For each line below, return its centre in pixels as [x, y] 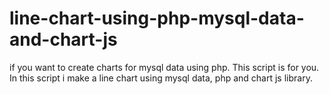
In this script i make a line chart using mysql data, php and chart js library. [161, 78]
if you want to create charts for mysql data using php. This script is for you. [164, 67]
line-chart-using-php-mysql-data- [157, 18]
